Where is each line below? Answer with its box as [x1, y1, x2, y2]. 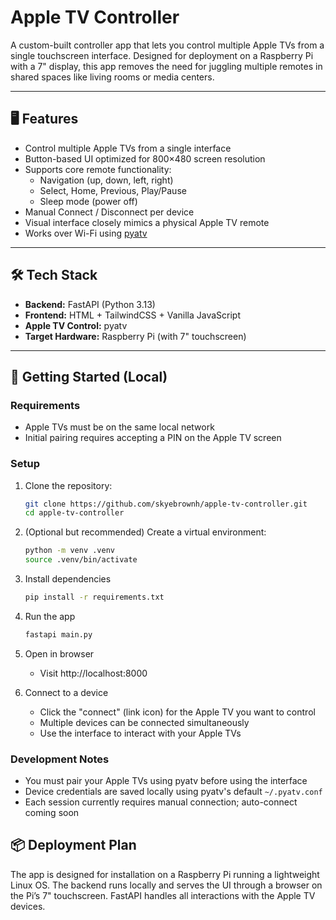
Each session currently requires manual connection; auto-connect [24, 796, 298, 808]
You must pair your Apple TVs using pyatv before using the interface [24, 775, 308, 787]
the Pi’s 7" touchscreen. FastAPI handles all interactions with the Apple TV [10, 889, 316, 901]
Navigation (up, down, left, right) [39, 174, 174, 186]
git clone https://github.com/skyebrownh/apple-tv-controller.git [24, 499, 308, 509]
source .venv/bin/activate [24, 555, 138, 565]
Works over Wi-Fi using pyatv [24, 227, 148, 239]
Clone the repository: [24, 479, 113, 491]
